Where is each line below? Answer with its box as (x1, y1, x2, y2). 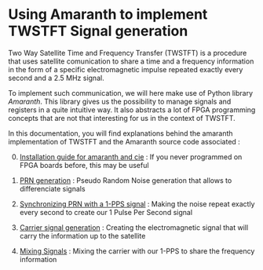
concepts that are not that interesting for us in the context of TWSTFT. (8, 113, 236, 122)
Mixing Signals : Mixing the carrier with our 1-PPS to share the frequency (19, 246, 255, 256)
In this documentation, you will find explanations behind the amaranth (8, 128, 233, 138)
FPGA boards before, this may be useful (19, 160, 149, 170)
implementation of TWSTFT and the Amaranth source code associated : (8, 137, 241, 146)
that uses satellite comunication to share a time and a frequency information (8, 57, 254, 66)
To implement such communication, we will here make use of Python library (8, 88, 254, 97)
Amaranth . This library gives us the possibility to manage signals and (8, 97, 232, 106)
